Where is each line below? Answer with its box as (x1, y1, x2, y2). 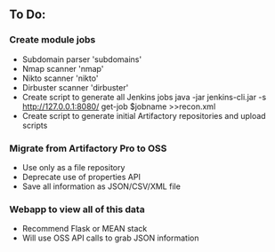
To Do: (9, 7, 46, 22)
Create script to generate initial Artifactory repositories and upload (21, 110, 266, 121)
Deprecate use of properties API (21, 171, 141, 182)
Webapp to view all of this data (9, 203, 145, 216)
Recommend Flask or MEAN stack (21, 224, 148, 234)
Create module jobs (9, 34, 96, 46)
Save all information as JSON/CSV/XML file (21, 181, 181, 192)
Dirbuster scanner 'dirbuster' (21, 82, 129, 92)
